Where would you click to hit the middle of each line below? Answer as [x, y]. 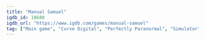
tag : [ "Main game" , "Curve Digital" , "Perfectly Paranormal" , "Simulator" [103, 29]
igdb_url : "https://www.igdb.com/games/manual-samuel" [77, 23]
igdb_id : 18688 [26, 17]
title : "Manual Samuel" [37, 12]
